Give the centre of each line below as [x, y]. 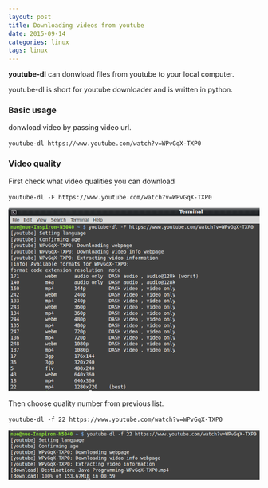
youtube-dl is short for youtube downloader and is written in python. [120, 90]
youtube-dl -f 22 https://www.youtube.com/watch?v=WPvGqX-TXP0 [116, 419]
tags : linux [28, 51]
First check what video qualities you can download [92, 181]
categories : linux [39, 42]
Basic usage [33, 110]
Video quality [35, 163]
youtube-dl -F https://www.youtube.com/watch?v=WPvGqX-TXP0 [110, 197]
